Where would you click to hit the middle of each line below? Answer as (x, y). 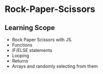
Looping (20, 55)
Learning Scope (30, 28)
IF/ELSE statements (32, 50)
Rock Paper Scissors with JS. (42, 39)
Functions (22, 45)
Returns (20, 61)
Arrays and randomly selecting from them (55, 66)
